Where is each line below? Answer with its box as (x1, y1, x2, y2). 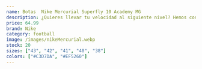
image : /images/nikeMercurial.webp (6, 37, 96, 43)
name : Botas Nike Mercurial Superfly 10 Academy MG (6, 8, 141, 15)
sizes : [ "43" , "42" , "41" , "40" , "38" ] (6, 48, 106, 54)
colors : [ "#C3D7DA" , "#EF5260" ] (6, 53, 87, 59)
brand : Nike (6, 25, 36, 32)
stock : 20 (6, 43, 31, 49)
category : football (6, 31, 55, 37)
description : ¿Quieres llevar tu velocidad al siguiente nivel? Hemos (6, 14, 187, 20)
